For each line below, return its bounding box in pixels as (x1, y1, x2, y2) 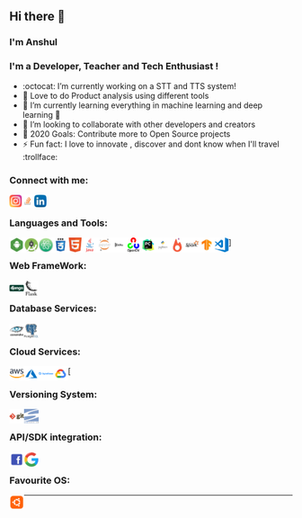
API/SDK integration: (9, 431, 102, 443)
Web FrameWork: (9, 260, 87, 272)
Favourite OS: (9, 474, 70, 487)
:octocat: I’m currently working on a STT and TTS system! (22, 80, 236, 91)
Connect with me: (9, 174, 89, 186)
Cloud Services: (9, 345, 81, 358)
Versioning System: (9, 388, 97, 401)
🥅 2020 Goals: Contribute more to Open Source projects (22, 128, 231, 139)
